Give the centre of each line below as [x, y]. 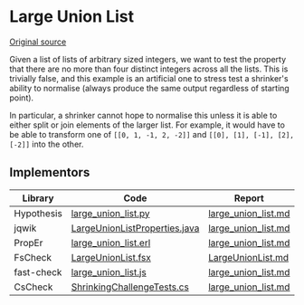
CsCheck [33, 287]
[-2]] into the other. [47, 144]
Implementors [50, 172]
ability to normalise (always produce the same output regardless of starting [149, 88]
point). [22, 98]
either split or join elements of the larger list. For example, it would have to [147, 125]
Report [249, 198]
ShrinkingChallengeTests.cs [130, 287]
